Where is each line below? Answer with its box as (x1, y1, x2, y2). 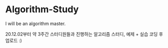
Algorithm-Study (5, 4, 79, 15)
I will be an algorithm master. (5, 20, 66, 27)
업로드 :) (5, 37, 22, 43)
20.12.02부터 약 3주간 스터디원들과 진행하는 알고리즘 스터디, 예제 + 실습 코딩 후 (5, 31, 163, 37)
